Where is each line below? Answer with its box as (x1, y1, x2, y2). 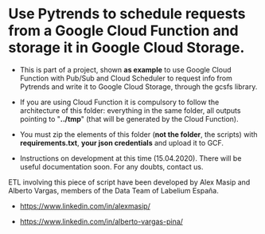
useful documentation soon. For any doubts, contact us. (19, 162, 204, 171)
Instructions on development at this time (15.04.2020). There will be (19, 153, 242, 163)
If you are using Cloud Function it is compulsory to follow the (19, 97, 220, 107)
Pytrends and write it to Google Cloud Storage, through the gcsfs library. (19, 81, 258, 92)
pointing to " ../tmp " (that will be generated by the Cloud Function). (19, 114, 239, 123)
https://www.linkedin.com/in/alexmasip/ (19, 201, 151, 211)
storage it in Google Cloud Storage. (8, 39, 245, 57)
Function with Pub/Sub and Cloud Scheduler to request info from (19, 73, 232, 83)
